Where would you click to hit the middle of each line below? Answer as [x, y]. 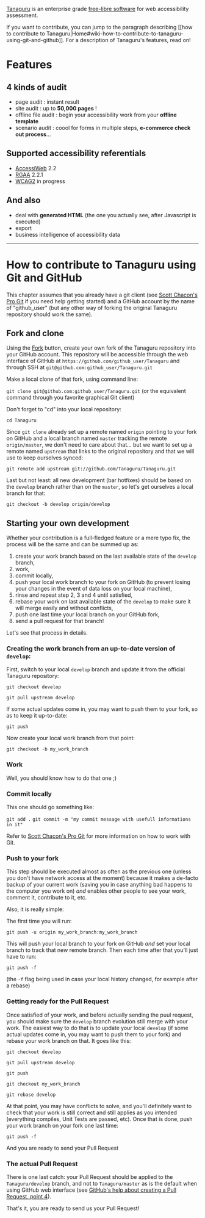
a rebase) [18, 986]
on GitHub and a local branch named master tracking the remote [87, 438]
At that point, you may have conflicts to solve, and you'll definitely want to [99, 1106]
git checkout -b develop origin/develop [59, 505]
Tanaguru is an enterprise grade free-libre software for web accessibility [98, 9]
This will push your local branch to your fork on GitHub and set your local [98, 944]
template [27, 121]
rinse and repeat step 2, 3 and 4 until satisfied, [74, 595]
